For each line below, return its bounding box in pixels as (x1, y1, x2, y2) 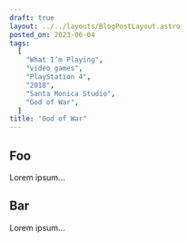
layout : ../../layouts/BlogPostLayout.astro (9, 22, 181, 31)
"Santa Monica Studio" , (25, 89, 116, 98)
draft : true (9, 13, 55, 23)
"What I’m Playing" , (25, 55, 104, 64)
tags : (9, 38, 30, 48)
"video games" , (25, 64, 84, 73)
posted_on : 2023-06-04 (9, 30, 95, 39)
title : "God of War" (9, 114, 88, 123)
